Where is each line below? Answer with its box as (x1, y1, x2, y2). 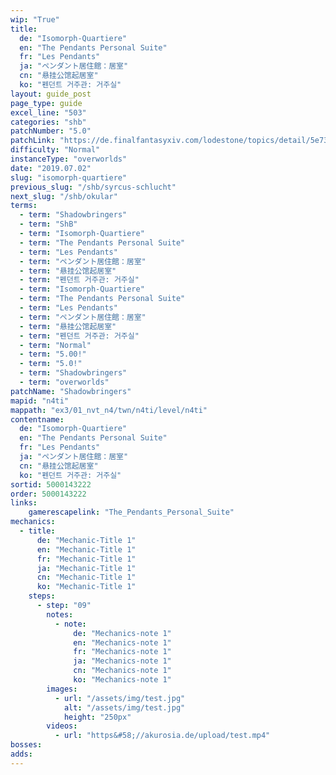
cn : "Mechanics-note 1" (73, 666, 172, 676)
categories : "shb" (10, 117, 87, 127)
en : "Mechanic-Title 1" (36, 544, 137, 555)
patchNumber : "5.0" (10, 126, 92, 136)
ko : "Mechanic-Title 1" (36, 582, 137, 592)
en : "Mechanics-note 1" (73, 637, 172, 648)
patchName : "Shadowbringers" (10, 386, 132, 396)
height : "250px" (63, 712, 132, 722)
